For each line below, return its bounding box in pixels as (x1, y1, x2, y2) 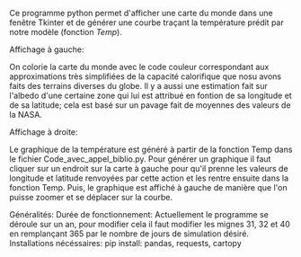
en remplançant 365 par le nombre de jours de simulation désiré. (9, 228, 250, 239)
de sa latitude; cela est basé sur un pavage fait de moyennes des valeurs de (9, 100, 291, 111)
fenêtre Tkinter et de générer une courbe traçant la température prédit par (9, 17, 285, 28)
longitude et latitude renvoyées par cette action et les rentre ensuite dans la (9, 173, 289, 183)
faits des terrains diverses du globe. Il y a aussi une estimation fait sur (9, 81, 268, 91)
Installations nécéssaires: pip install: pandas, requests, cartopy (9, 238, 243, 248)
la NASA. (9, 110, 43, 120)
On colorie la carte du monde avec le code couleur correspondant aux (9, 62, 270, 72)
